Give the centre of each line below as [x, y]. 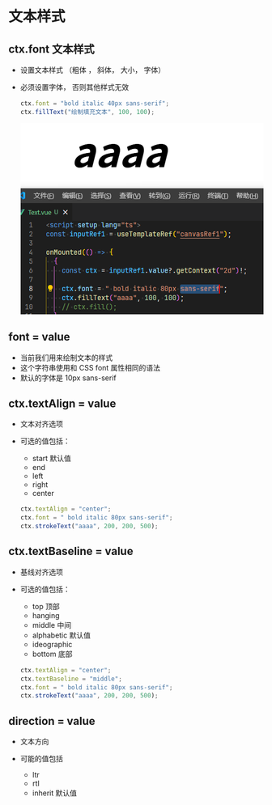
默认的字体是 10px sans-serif [68, 378]
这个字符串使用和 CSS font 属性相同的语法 [90, 367]
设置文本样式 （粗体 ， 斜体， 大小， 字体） [93, 70]
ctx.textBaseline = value [71, 551]
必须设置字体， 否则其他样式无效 [74, 87]
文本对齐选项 [41, 424]
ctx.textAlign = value [62, 403]
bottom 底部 [52, 654]
